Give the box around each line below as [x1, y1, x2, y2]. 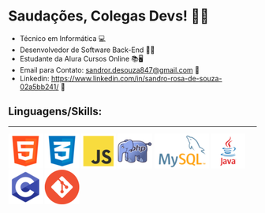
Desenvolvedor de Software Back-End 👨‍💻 [19, 45, 155, 54]
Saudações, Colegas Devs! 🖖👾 [8, 7, 210, 25]
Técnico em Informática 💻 [19, 33, 106, 43]
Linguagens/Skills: [8, 105, 103, 118]
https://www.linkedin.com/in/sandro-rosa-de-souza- [50, 73, 222, 83]
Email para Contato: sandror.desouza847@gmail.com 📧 [19, 65, 200, 74]
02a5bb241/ [19, 82, 59, 92]
